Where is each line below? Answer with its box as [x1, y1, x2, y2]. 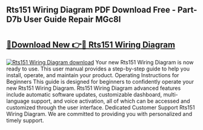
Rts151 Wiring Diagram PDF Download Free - [6, 5, 176, 15]
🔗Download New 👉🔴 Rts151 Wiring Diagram [6, 39, 176, 50]
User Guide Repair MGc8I [23, 15, 121, 25]
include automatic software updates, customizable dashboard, [6, 91, 162, 98]
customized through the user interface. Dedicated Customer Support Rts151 [6, 104, 195, 111]
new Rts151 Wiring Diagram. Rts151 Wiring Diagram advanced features [6, 84, 181, 92]
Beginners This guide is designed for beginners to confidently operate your [6, 78, 194, 85]
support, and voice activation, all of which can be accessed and [30, 97, 190, 104]
